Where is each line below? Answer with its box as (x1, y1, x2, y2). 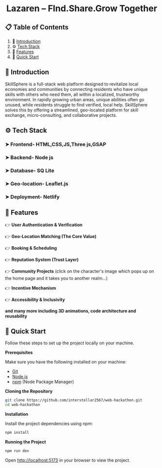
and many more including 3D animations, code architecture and (5, 308, 136, 314)
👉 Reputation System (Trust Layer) (5, 256, 79, 262)
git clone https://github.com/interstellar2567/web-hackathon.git (5, 398, 143, 403)
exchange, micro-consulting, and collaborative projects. (5, 112, 117, 118)
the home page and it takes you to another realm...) (5, 275, 108, 281)
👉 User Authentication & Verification (5, 222, 83, 228)
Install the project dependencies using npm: (5, 421, 93, 426)
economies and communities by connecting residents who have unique (5, 86, 148, 92)
